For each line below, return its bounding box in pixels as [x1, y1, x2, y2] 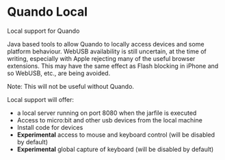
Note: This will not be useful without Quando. [7, 82, 135, 90]
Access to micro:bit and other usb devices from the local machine [16, 116, 203, 124]
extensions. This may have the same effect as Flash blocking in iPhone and [7, 62, 219, 70]
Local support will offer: [7, 95, 74, 103]
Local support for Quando [7, 27, 80, 35]
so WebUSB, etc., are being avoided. [7, 69, 111, 77]
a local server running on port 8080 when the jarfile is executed [16, 109, 197, 117]
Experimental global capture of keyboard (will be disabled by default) [16, 145, 214, 153]
